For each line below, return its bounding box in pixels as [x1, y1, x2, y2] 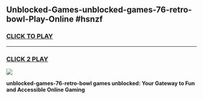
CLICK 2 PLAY [6, 55, 48, 63]
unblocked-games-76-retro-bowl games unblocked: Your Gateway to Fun [6, 79, 195, 86]
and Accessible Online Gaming [6, 86, 85, 93]
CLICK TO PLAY [6, 32, 53, 41]
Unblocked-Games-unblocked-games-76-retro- [6, 5, 192, 15]
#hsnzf [75, 14, 103, 25]
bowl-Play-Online [6, 14, 74, 25]
